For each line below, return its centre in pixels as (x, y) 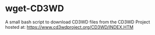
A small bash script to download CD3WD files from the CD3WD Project (78, 22)
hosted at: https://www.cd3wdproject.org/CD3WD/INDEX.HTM (69, 27)
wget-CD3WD (35, 9)
